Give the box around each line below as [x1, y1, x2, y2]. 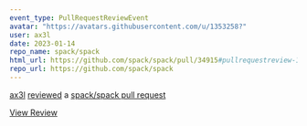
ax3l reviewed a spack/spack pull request [9, 89, 166, 100]
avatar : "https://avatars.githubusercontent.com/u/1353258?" [9, 22, 248, 31]
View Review [9, 107, 58, 118]
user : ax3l [9, 30, 51, 39]
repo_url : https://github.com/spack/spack [9, 65, 174, 74]
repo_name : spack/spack [9, 47, 101, 57]
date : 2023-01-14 [9, 38, 76, 48]
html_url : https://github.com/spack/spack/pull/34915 [9, 56, 219, 65]
